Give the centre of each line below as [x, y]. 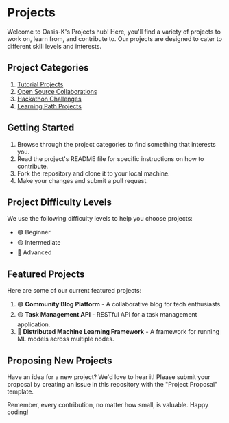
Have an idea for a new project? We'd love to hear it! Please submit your [109, 377]
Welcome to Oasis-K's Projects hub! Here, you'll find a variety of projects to [114, 32]
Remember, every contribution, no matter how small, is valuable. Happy [108, 405]
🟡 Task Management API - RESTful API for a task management [107, 315]
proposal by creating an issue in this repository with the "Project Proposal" [112, 384]
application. [34, 324]
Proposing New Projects [60, 360]
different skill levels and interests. [54, 46]
